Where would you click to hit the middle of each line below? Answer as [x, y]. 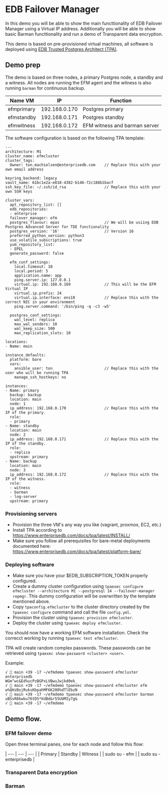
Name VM [22, 101]
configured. [24, 581]
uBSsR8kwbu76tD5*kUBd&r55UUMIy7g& [41, 699]
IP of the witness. [26, 479]
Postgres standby [103, 117]
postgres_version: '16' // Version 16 [72, 231]
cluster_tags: [20, 160]
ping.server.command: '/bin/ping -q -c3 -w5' [63, 306]
